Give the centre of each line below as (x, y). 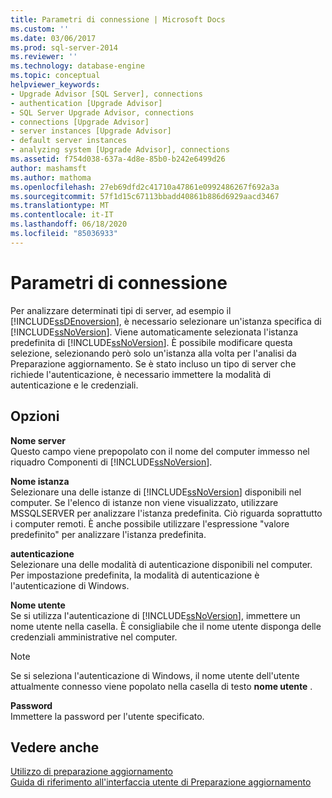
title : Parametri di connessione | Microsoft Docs (118, 19)
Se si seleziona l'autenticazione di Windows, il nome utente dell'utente (155, 675)
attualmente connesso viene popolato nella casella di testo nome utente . (161, 686)
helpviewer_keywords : (55, 85)
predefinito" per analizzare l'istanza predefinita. (108, 534)
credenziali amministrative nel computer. (94, 637)
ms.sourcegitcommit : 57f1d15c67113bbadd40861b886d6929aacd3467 (145, 196)
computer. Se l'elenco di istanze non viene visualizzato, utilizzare (144, 502)
